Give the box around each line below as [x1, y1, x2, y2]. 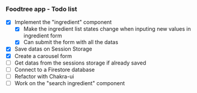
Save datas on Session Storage [14, 45, 92, 53]
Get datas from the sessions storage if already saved [14, 59, 146, 66]
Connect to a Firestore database [14, 66, 95, 73]
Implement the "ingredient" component [14, 19, 112, 26]
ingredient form [23, 32, 62, 39]
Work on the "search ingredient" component [14, 79, 125, 86]
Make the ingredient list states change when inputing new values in [23, 25, 191, 33]
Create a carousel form [14, 52, 73, 59]
